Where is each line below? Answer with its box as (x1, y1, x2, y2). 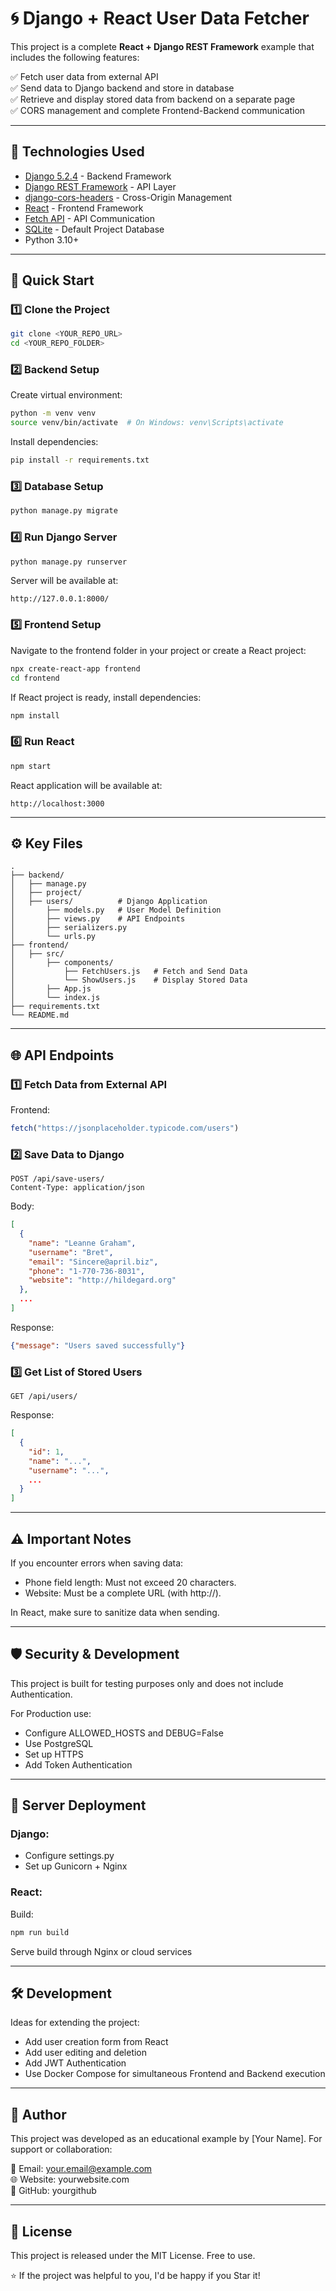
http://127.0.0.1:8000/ (10, 594, 110, 604)
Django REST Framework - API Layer (24, 180, 177, 192)
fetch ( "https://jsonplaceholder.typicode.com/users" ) (10, 1123, 240, 1134)
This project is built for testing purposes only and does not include (10, 1677, 284, 1689)
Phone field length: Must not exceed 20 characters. (24, 1576, 237, 1588)
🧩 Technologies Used (10, 143, 145, 161)
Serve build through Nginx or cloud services (10, 1945, 193, 1957)
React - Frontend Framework (24, 202, 144, 214)
